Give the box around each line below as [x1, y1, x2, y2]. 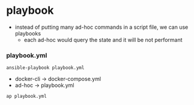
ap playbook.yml [6, 94, 47, 100]
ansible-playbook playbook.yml [6, 65, 85, 71]
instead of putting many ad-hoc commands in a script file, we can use [14, 23, 189, 31]
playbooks [14, 29, 41, 37]
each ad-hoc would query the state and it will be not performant [23, 36, 183, 43]
